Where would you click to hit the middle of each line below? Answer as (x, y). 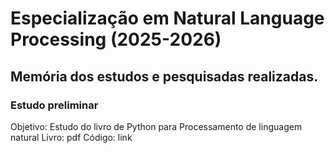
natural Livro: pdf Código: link (71, 137)
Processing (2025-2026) (116, 39)
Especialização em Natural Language (167, 18)
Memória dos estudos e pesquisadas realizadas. (164, 76)
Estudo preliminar (54, 105)
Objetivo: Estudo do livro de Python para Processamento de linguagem (156, 126)
